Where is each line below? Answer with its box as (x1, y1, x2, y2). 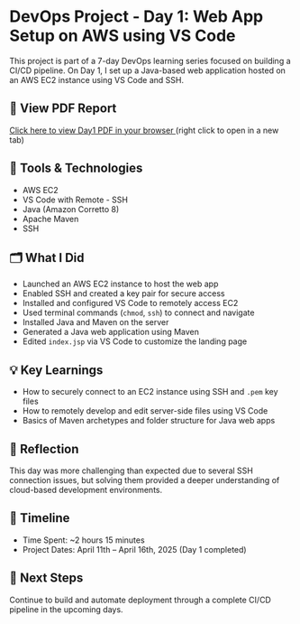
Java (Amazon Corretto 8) (22, 203, 120, 214)
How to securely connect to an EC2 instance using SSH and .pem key (22, 387, 278, 397)
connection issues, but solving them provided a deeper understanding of (9, 475, 280, 485)
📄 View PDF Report (9, 101, 117, 116)
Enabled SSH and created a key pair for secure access (22, 288, 225, 299)
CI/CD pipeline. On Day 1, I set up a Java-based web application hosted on (9, 65, 286, 76)
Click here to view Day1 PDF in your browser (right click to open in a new (9, 125, 279, 135)
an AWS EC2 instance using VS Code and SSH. (9, 74, 185, 85)
